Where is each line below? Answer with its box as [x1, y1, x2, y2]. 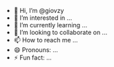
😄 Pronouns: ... [13, 46, 59, 54]
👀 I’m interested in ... [13, 14, 73, 22]
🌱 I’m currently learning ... [13, 21, 88, 29]
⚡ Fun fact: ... [13, 53, 52, 62]
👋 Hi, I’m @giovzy [13, 7, 64, 14]
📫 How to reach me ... [13, 36, 78, 44]
